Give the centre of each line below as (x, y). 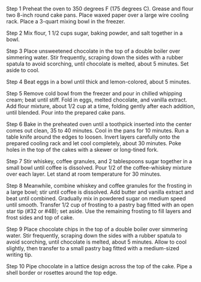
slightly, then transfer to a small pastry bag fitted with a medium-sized (93, 248)
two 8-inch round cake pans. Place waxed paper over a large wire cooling (97, 15)
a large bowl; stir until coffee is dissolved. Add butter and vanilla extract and (100, 192)
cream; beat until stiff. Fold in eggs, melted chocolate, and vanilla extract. (97, 100)
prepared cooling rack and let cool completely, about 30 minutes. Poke (94, 143)
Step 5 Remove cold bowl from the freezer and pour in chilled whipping (94, 93)
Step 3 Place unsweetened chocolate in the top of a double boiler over (93, 51)
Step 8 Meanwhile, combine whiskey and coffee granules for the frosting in (99, 186)
